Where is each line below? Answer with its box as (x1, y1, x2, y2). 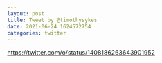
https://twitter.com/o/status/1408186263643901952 (7, 48, 156, 57)
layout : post (7, 10, 45, 17)
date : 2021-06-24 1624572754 (7, 23, 91, 30)
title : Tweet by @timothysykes (7, 17, 98, 24)
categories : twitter (7, 29, 67, 37)
